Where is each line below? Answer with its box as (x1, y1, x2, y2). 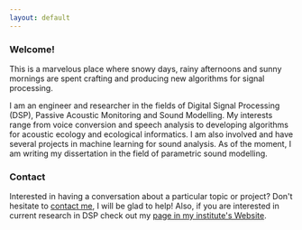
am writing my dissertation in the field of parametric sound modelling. (9, 148, 268, 159)
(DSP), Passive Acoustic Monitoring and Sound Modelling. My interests (9, 109, 273, 120)
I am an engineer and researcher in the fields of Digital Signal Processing (9, 100, 280, 111)
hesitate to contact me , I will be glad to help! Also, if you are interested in (9, 200, 279, 212)
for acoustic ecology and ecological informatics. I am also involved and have (9, 128, 294, 140)
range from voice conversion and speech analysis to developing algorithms (9, 119, 288, 130)
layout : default (9, 13, 70, 23)
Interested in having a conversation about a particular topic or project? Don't (9, 191, 293, 202)
